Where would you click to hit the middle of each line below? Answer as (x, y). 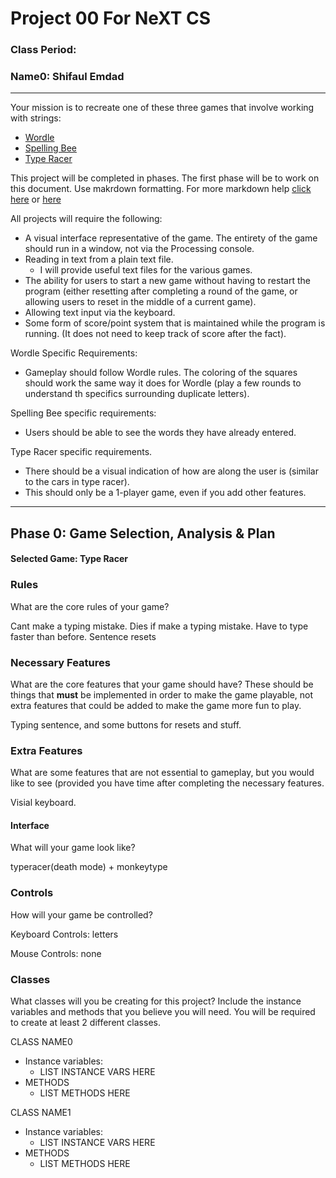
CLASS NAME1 (41, 1113)
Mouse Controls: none (56, 953)
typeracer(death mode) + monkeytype (89, 867)
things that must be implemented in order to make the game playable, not (162, 694)
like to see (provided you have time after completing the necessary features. (167, 783)
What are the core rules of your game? (90, 606)
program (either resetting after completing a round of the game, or (161, 291)
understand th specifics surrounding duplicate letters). (137, 394)
